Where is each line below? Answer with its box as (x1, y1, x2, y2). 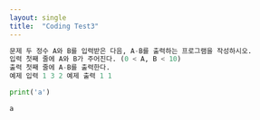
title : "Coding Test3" (9, 22, 100, 31)
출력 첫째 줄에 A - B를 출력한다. (9, 63, 111, 72)
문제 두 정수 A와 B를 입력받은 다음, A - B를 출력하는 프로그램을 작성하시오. (9, 46, 253, 55)
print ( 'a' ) (9, 88, 51, 97)
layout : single (9, 13, 67, 23)
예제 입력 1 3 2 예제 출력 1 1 (9, 71, 112, 81)
